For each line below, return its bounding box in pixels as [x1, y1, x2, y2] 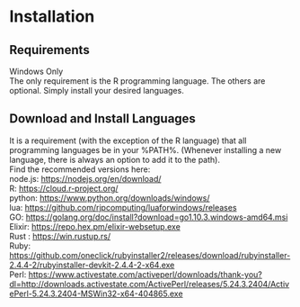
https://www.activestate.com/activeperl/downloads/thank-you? [28, 268, 262, 280]
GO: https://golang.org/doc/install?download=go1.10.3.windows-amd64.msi [9, 212, 288, 222]
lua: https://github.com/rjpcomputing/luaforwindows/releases [9, 202, 237, 212]
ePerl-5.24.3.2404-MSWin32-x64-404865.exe [9, 288, 183, 299]
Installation [9, 6, 95, 27]
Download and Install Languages [9, 111, 196, 127]
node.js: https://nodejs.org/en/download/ [9, 173, 162, 184]
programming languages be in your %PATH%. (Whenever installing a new [9, 144, 282, 155]
